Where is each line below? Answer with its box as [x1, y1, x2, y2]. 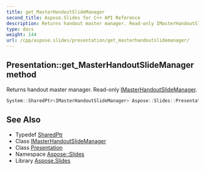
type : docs [6, 26, 34, 32]
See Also [6, 114, 41, 125]
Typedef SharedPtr [15, 131, 63, 138]
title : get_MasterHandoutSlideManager [6, 9, 105, 15]
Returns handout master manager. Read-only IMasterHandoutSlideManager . [6, 86, 198, 93]
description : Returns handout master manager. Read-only [6, 20, 154, 26]
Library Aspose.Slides [15, 157, 71, 164]
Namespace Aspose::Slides [15, 150, 85, 158]
